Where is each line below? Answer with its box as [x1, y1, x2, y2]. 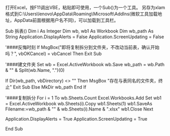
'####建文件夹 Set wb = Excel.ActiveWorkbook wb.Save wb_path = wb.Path [5, 62, 165, 67]
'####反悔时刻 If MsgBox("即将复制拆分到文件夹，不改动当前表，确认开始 [5, 44, 160, 50]
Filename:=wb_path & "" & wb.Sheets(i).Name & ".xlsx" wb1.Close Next [5, 106, 154, 112]
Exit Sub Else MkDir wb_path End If [13, 84, 86, 90]
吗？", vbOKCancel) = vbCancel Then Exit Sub [5, 50, 102, 57]
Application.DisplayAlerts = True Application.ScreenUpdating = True [5, 116, 148, 122]
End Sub [5, 126, 23, 131]
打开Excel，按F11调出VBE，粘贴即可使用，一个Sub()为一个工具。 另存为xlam [5, 5, 165, 10]
